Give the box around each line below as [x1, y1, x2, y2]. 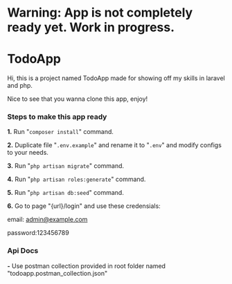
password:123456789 [7, 229, 69, 237]
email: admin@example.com [7, 216, 88, 224]
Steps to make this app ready [7, 112, 107, 122]
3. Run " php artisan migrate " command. [7, 162, 125, 170]
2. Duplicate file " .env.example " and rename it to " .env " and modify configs [7, 141, 222, 149]
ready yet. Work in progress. [7, 19, 175, 35]
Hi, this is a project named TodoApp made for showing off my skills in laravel [7, 74, 225, 82]
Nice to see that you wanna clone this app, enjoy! [7, 95, 148, 103]
